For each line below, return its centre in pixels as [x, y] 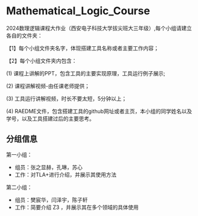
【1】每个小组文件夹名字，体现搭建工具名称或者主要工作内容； [82, 48]
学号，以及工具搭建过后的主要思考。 [50, 118]
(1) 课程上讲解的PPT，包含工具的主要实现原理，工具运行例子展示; [86, 73]
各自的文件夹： [24, 35]
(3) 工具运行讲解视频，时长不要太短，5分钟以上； [67, 99]
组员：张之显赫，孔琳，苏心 [49, 167]
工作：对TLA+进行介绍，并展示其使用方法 [66, 174]
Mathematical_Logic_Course [78, 11]
